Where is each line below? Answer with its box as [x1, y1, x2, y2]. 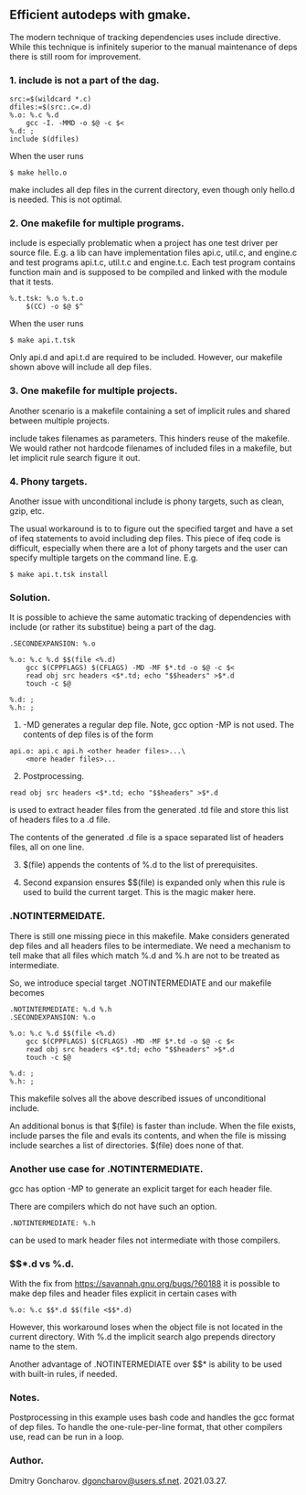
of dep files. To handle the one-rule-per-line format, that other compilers [9, 1422, 283, 1433]
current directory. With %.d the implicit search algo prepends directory [9, 1331, 276, 1342]
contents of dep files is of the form [22, 729, 153, 740]
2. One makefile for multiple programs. [9, 217, 185, 230]
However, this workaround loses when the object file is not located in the [9, 1321, 283, 1333]
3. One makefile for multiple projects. [9, 384, 178, 397]
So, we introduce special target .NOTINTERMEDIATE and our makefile [9, 977, 272, 988]
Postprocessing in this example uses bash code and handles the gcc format [9, 1412, 295, 1423]
